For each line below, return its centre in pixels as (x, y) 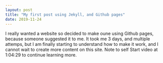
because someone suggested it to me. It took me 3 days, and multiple (78, 39)
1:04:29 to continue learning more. (41, 55)
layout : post (19, 10)
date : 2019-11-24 (23, 19)
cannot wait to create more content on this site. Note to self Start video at (82, 50)
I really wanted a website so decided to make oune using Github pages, (79, 34)
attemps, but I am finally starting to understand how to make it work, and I (82, 44)
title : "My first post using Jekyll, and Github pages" (65, 15)
